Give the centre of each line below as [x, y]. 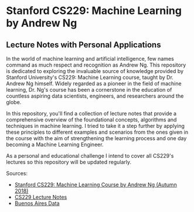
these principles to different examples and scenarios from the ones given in [97, 132]
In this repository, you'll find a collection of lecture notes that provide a [91, 113]
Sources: [17, 173]
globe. [14, 102]
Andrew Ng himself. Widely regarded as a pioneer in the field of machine [94, 84]
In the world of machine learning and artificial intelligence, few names [90, 59]
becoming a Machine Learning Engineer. [55, 145]
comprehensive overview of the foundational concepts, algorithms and [91, 120]
